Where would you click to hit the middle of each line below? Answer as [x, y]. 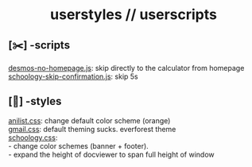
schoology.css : [33, 138]
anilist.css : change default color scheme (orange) [89, 120]
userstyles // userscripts [134, 15]
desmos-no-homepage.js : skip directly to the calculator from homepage [126, 68]
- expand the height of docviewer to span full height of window [111, 154]
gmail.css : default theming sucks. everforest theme [92, 129]
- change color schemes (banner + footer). [78, 146]
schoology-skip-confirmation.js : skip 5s [73, 76]
